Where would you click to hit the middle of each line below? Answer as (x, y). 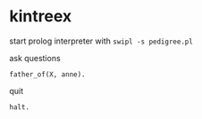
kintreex (41, 16)
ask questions (35, 58)
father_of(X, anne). (48, 74)
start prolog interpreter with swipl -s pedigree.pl (101, 41)
